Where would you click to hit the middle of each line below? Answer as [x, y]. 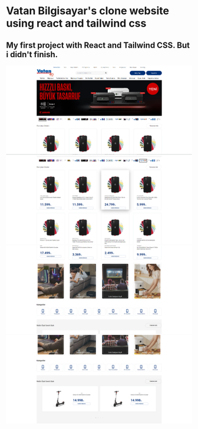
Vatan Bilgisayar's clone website [88, 11]
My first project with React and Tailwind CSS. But [98, 45]
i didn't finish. [32, 54]
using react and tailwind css [76, 23]
